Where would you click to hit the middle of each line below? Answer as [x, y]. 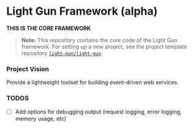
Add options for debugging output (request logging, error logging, [98, 111]
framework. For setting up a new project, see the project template [104, 47]
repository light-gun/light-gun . [62, 53]
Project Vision [28, 69]
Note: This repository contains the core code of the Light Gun [99, 40]
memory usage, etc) [40, 118]
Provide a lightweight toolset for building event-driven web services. [93, 82]
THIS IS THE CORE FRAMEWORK [49, 28]
